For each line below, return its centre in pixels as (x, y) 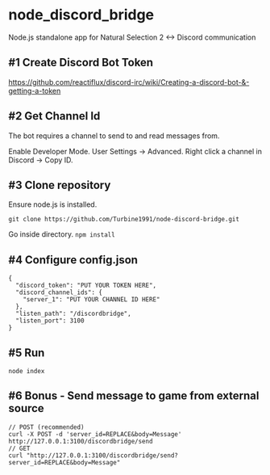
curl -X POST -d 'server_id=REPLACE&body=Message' (95, 434)
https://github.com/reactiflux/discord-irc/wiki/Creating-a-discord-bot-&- (129, 82)
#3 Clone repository (60, 185)
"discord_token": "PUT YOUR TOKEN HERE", (86, 286)
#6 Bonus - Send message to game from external (134, 396)
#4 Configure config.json (73, 260)
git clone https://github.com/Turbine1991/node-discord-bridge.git (124, 220)
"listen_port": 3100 (50, 321)
